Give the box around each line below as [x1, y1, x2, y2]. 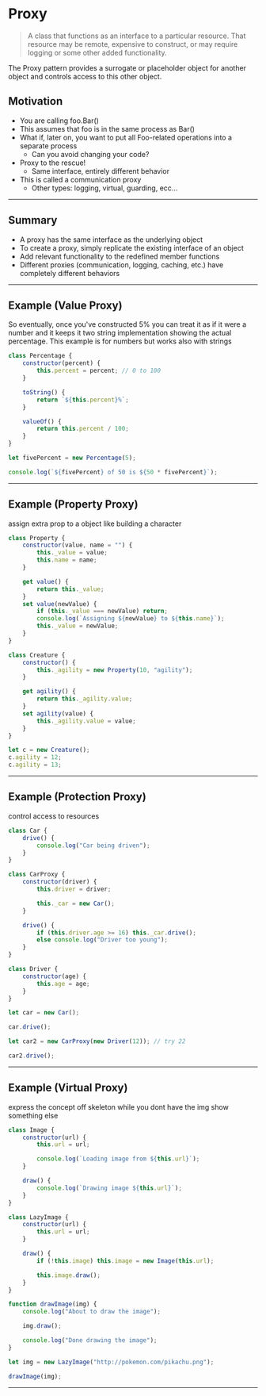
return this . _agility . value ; [36, 695, 133, 703]
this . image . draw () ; [36, 1271, 101, 1279]
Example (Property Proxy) [8, 497, 139, 512]
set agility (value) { [22, 709, 93, 718]
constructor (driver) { [22, 878, 97, 886]
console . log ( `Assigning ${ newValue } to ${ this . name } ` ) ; [36, 615, 225, 623]
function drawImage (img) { [8, 1300, 97, 1309]
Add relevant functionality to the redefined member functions [19, 251, 220, 261]
